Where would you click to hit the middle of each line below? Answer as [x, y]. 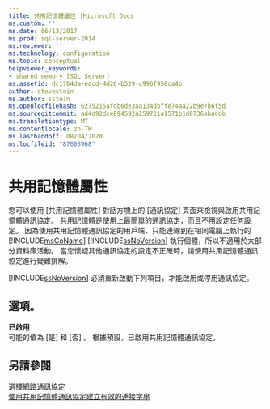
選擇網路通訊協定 [37, 386]
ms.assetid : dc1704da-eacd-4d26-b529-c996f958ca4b [95, 83]
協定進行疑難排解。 [40, 261]
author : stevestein [41, 91]
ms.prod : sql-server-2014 [52, 38]
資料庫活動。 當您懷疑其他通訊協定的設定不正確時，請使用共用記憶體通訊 [137, 251]
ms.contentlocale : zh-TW [50, 129]
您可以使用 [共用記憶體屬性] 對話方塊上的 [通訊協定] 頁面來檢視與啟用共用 [131, 211]
